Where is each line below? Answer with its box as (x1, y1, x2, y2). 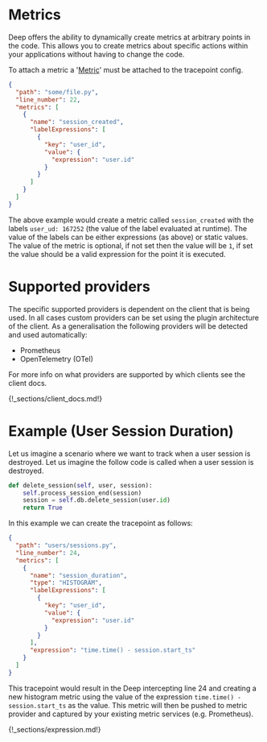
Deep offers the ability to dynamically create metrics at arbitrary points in (8, 32, 251, 42)
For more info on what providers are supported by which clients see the (8, 369, 245, 379)
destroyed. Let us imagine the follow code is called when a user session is (8, 457, 254, 466)
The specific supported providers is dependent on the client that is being (8, 304, 250, 313)
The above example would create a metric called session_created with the (8, 215, 254, 225)
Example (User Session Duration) (8, 421, 235, 440)
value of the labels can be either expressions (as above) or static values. (8, 232, 249, 242)
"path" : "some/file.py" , (15, 88, 99, 96)
